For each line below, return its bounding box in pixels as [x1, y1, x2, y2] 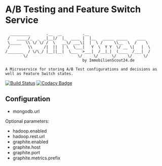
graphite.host [12, 144, 41, 150]
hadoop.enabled [12, 128, 47, 134]
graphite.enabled [12, 139, 49, 145]
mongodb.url [12, 108, 40, 114]
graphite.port [12, 149, 40, 155]
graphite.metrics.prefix [12, 155, 61, 161]
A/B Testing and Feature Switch [5, 4, 141, 15]
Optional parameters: [5, 118, 50, 124]
